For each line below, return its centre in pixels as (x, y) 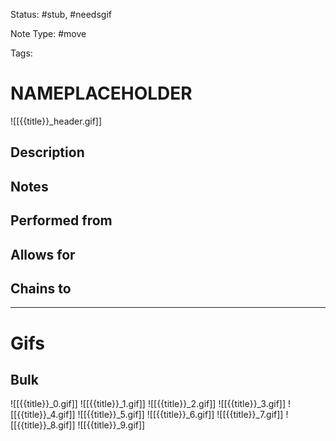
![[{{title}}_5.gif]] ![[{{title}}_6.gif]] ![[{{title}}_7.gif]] (180, 415)
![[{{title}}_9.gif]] (111, 425)
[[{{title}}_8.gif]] (43, 425)
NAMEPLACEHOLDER (101, 93)
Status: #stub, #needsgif (61, 14)
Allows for (43, 254)
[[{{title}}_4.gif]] (43, 415)
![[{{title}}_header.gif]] (56, 121)
